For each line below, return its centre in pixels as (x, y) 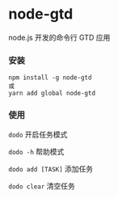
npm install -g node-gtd (50, 78)
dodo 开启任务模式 (38, 134)
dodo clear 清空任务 (42, 186)
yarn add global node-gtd (52, 94)
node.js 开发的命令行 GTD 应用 (59, 37)
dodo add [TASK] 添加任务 (51, 169)
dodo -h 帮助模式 (36, 151)
